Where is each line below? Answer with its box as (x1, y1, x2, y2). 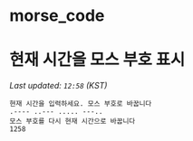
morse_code (9, 5, 105, 26)
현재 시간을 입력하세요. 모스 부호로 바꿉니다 (9, 99, 152, 108)
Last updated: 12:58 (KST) (9, 80, 108, 91)
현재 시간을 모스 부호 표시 (9, 50, 186, 70)
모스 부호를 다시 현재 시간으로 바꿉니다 (9, 117, 136, 127)
